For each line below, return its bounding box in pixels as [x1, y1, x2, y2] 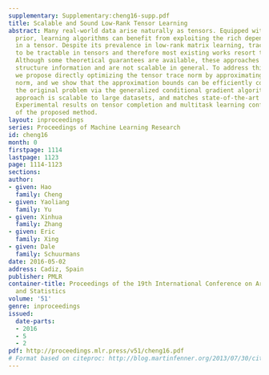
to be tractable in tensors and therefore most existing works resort [15, 49, 256, 57]
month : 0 [8, 138, 38, 147]
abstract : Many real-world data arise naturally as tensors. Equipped [8, 26, 249, 34]
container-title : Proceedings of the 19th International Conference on [8, 280, 252, 288]
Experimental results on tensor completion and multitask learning [15, 101, 246, 109]
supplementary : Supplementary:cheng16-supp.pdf [8, 11, 171, 20]
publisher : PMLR [8, 272, 62, 280]
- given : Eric [8, 228, 56, 236]
